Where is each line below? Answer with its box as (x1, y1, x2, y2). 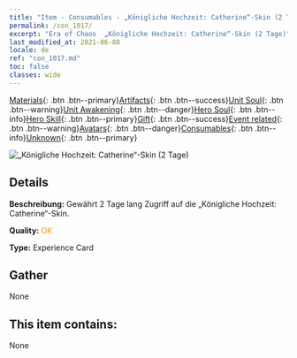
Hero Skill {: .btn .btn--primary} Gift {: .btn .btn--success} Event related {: (26, 113, 283, 124)
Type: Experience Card (9, 242, 95, 253)
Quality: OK (9, 225, 53, 235)
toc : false (9, 63, 49, 72)
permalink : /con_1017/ (9, 21, 93, 30)
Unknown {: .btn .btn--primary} (26, 132, 138, 142)
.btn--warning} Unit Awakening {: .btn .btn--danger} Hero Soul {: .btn (9, 103, 253, 115)
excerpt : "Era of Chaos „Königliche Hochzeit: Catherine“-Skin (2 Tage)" (9, 29, 291, 38)
